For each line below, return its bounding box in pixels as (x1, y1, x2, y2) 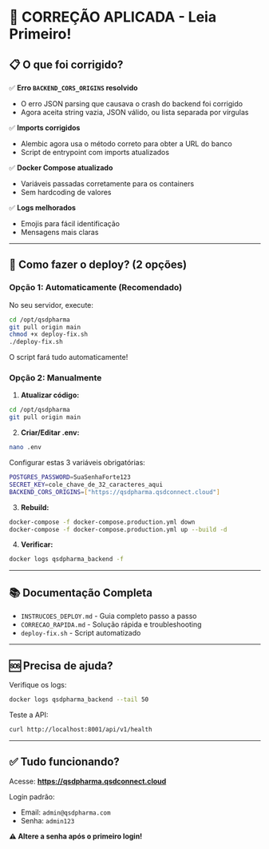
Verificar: (20, 540, 53, 549)
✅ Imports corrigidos (9, 123, 81, 132)
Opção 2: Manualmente (9, 373, 102, 384)
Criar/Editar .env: (20, 428, 80, 437)
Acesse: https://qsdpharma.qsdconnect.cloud (9, 776, 167, 786)
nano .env (9, 444, 42, 452)
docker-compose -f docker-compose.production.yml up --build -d (9, 525, 227, 533)
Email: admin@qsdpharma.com (20, 807, 111, 817)
